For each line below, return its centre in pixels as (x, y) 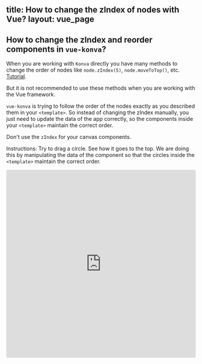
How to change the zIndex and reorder (79, 39)
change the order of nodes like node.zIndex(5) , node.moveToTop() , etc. (93, 70)
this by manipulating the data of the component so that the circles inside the (100, 155)
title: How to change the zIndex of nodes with (93, 10)
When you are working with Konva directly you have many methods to (92, 64)
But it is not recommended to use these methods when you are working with (101, 88)
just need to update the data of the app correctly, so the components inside (100, 119)
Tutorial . (17, 76)
